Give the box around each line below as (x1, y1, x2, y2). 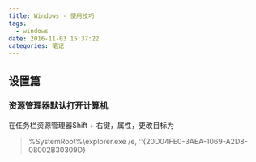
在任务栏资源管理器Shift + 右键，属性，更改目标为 (8, 120, 175, 130)
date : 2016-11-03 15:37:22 (8, 34, 100, 43)
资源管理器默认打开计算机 (8, 100, 109, 112)
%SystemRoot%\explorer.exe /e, (28, 136, 138, 146)
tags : (8, 19, 27, 28)
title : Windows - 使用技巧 (8, 11, 95, 20)
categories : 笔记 (8, 42, 65, 50)
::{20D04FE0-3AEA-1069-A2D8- (139, 136, 249, 146)
